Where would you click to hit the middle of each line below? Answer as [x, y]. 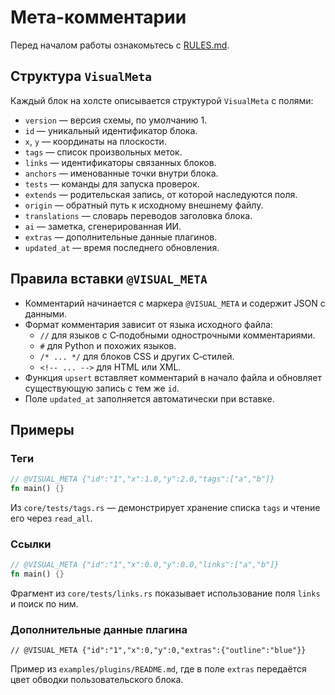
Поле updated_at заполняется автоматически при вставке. [149, 398]
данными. [46, 313]
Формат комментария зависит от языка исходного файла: [148, 324]
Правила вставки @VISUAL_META [109, 279]
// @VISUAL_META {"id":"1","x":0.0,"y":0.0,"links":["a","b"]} [145, 565]
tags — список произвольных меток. [103, 152]
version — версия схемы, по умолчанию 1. [116, 120]
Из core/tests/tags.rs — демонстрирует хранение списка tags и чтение [165, 507]
